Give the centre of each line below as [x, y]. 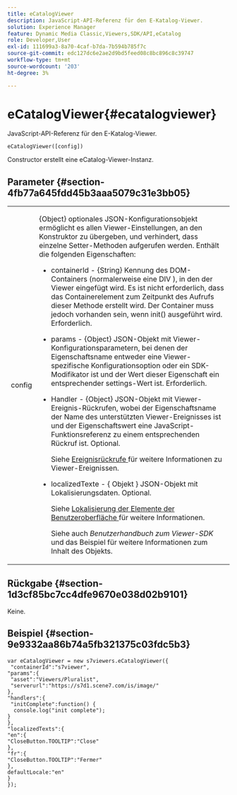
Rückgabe [30, 583]
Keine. [17, 611]
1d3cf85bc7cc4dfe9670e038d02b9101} [98, 594]
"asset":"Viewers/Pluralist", [55, 679]
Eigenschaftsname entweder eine [106, 357]
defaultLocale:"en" [36, 772]
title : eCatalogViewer [41, 14]
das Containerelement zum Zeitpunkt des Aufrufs [132, 297]
